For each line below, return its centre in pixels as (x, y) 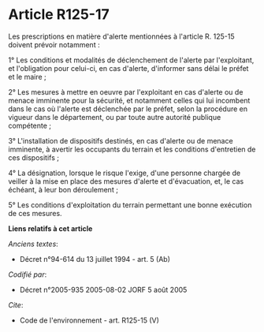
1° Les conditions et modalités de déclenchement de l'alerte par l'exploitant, (131, 60)
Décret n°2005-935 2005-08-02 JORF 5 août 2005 (103, 289)
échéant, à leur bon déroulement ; (63, 189)
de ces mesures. (35, 213)
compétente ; (30, 125)
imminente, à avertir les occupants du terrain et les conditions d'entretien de (132, 149)
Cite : (16, 304)
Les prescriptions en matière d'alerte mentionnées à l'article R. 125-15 (121, 36)
